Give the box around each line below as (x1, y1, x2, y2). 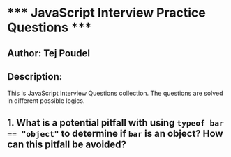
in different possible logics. (7, 97, 85, 105)
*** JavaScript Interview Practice (7, 5, 206, 21)
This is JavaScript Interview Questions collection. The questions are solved (7, 89, 223, 98)
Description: (7, 71, 63, 83)
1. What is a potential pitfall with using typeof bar (7, 117, 225, 129)
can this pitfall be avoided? (7, 138, 127, 150)
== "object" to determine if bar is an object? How (7, 127, 223, 140)
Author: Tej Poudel (7, 47, 91, 59)
